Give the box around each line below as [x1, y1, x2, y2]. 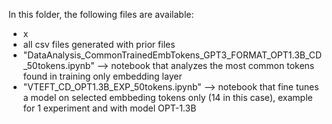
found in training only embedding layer [22, 70, 183, 82]
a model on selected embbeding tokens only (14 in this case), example [22, 92, 313, 103]
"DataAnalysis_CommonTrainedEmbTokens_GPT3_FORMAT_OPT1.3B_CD [22, 49, 323, 61]
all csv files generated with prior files [22, 39, 176, 50]
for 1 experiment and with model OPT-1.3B [22, 102, 197, 114]
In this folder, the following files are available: [8, 9, 195, 20]
